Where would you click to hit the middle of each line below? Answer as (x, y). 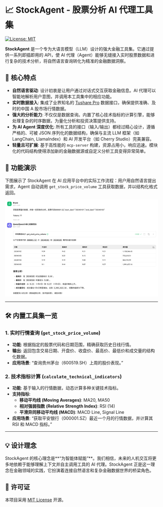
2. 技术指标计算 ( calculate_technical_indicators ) (64, 376)
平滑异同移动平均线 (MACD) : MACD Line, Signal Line (72, 412)
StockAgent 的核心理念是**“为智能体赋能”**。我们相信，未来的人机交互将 (79, 458)
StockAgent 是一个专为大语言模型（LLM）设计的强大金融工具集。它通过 (77, 49)
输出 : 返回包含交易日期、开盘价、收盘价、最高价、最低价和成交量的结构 (83, 350)
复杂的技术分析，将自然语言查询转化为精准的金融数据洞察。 (69, 61)
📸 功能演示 (21, 168)
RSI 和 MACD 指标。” (32, 424)
